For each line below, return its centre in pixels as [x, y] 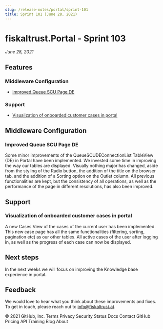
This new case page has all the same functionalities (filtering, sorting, [75, 232]
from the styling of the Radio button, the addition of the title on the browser [81, 171]
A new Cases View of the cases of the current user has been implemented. [81, 226]
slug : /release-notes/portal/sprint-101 [47, 10]
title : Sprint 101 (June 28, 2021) [41, 14]
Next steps [22, 258]
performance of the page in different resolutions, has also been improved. [79, 187]
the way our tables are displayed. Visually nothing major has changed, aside [81, 166]
